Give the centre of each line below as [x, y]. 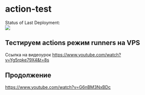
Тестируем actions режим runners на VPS [72, 43]
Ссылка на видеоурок [28, 54]
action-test [28, 9]
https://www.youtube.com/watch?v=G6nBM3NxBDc [58, 87]
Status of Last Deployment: [33, 23]
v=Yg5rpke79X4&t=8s [27, 60]
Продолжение [28, 75]
